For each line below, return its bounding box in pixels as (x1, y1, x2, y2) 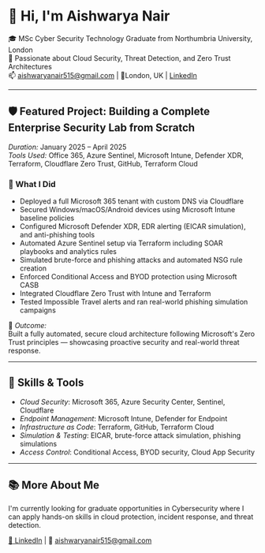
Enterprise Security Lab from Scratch (8, 121, 196, 135)
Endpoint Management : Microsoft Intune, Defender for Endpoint (19, 413, 228, 423)
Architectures (8, 62, 53, 71)
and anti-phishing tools (19, 230, 95, 240)
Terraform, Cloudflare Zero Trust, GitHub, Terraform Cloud (8, 159, 199, 168)
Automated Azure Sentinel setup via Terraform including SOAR (19, 238, 223, 248)
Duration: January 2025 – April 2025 (8, 142, 127, 151)
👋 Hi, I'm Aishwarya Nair (8, 7, 170, 25)
